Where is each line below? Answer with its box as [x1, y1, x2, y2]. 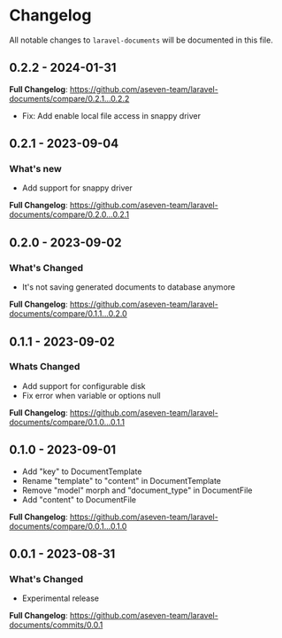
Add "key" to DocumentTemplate [21, 466, 142, 477]
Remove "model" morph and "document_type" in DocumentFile [21, 485, 253, 495]
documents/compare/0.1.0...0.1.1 [9, 416, 126, 427]
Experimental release [21, 593, 100, 603]
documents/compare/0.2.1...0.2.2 [9, 93, 130, 104]
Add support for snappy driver [21, 183, 133, 193]
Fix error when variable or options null [21, 390, 161, 401]
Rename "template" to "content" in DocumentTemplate [21, 475, 221, 486]
